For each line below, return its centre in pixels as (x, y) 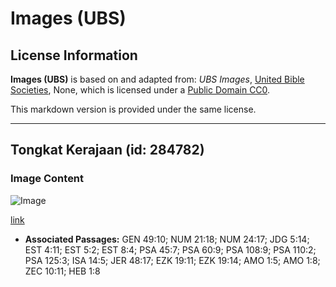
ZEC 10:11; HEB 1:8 (62, 271)
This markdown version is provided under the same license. (133, 109)
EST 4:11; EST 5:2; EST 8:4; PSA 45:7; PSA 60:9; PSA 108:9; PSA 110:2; (170, 249)
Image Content (47, 179)
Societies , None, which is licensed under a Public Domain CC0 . (140, 90)
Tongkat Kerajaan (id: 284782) (107, 150)
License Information (74, 55)
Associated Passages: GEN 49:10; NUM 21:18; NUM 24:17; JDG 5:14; (167, 239)
